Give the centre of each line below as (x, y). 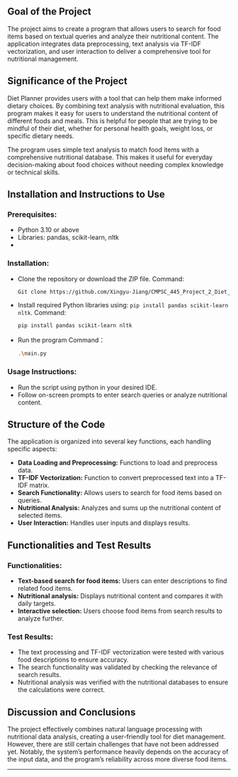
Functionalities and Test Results (79, 545)
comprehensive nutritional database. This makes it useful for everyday (110, 157)
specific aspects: (32, 449)
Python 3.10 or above (48, 230)
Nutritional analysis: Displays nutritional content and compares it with (120, 596)
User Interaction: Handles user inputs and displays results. (104, 523)
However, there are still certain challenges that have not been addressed (113, 744)
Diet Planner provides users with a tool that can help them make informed (114, 98)
